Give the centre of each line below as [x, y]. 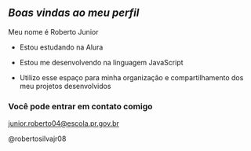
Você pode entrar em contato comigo [80, 106]
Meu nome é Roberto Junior [53, 31]
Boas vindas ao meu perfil [74, 13]
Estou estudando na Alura [61, 47]
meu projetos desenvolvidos [65, 86]
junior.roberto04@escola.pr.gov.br [64, 123]
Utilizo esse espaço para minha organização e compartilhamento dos [131, 77]
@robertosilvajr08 [37, 139]
